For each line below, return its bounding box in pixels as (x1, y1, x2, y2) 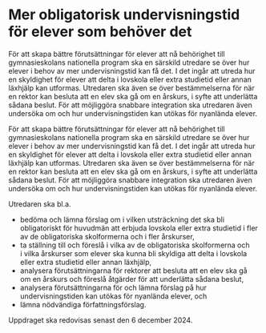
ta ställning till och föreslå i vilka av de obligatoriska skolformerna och (19, 240, 250, 250)
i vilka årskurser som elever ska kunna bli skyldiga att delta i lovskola (19, 248, 248, 258)
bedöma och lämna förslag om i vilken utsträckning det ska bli (19, 215, 225, 224)
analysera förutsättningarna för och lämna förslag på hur (19, 283, 207, 292)
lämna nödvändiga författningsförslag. (19, 299, 147, 309)
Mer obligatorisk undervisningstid (8, 6, 240, 24)
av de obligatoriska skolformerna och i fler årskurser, (19, 231, 195, 241)
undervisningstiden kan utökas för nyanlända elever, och (19, 291, 208, 301)
